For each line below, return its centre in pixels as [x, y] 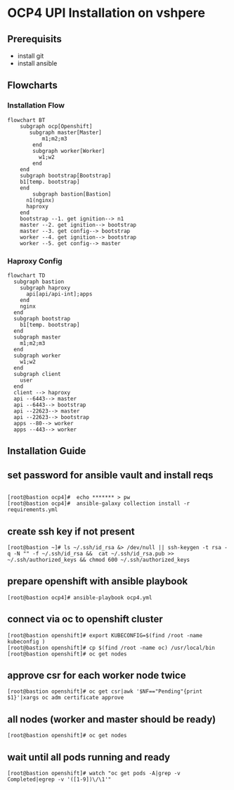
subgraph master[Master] [65, 132]
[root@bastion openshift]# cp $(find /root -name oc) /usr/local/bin [111, 648]
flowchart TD [26, 275]
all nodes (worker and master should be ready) [112, 719]
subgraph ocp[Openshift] [56, 126]
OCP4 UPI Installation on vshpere [106, 13]
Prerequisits [34, 39]
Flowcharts [33, 86]
